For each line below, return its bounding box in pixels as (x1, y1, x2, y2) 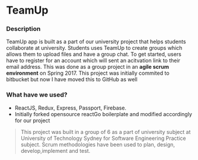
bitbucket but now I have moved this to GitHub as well (6, 76, 138, 83)
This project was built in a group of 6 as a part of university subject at (20, 128, 191, 135)
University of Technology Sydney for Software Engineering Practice (20, 135, 186, 142)
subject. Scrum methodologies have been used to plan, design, (20, 140, 175, 148)
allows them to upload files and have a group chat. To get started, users (6, 51, 182, 58)
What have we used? (6, 91, 68, 99)
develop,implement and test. (20, 147, 91, 154)
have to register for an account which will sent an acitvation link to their (6, 57, 181, 64)
